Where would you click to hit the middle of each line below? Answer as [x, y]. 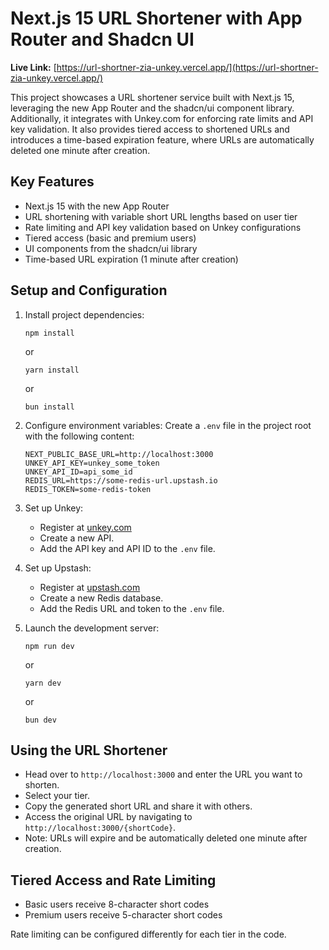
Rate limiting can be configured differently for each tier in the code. [148, 934]
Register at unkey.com [85, 527]
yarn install [52, 370]
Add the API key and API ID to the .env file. [127, 548]
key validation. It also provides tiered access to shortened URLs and [150, 129]
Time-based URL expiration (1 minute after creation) [131, 259]
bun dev [40, 720]
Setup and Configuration [89, 290]
